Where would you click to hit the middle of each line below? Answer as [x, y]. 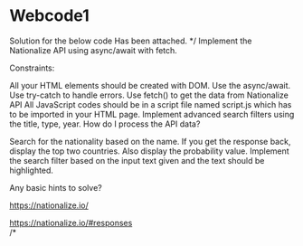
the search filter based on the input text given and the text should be [137, 160]
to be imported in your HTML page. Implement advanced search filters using [152, 114]
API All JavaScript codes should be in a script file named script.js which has [151, 104]
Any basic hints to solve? [56, 187]
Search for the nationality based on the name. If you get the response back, [150, 141]
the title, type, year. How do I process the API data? [105, 124]
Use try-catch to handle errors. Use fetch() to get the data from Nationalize [149, 95]
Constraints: [32, 68]
